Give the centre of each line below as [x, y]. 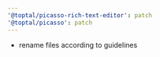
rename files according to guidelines [78, 45]
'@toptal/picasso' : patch [50, 23]
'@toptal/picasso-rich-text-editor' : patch [80, 15]
